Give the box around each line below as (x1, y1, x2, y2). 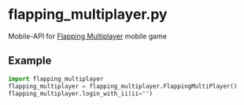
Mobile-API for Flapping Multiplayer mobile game (8, 31, 168, 41)
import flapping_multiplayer (8, 74, 104, 83)
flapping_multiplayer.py (8, 5, 168, 24)
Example (8, 54, 52, 67)
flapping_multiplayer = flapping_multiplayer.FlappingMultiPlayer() (8, 82, 238, 90)
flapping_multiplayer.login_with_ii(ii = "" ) (8, 89, 153, 97)
